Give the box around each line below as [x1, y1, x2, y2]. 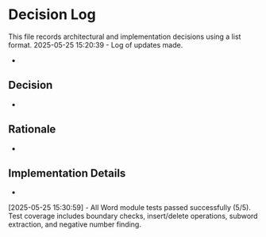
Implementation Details [8, 166, 126, 180]
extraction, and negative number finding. [8, 220, 141, 229]
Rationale [8, 123, 56, 136]
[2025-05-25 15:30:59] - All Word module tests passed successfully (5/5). [8, 203, 252, 212]
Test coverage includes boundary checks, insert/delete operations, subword [8, 212, 258, 221]
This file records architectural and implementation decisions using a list [8, 32, 241, 41]
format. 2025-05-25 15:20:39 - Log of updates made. [8, 40, 183, 49]
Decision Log [8, 6, 97, 24]
